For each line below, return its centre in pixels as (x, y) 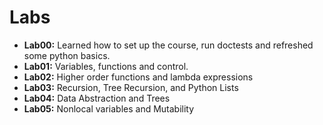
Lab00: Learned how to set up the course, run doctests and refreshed (168, 45)
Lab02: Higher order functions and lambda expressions (138, 77)
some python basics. (67, 55)
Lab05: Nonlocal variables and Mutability (109, 108)
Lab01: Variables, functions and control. (106, 66)
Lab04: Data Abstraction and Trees (97, 98)
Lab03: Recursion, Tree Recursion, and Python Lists (131, 87)
